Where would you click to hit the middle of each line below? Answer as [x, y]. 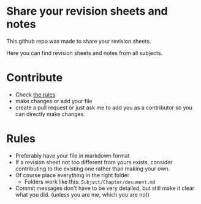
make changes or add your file [54, 101]
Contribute [35, 78]
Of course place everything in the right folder [72, 175]
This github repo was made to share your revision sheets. [79, 41]
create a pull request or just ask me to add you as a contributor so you [104, 107]
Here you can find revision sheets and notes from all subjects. [85, 53]
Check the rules [35, 94]
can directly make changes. [50, 114]
